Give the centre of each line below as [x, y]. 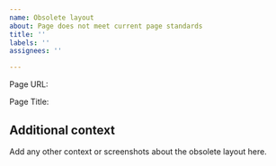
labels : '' [30, 43]
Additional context [62, 130]
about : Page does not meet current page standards [106, 26]
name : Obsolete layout [52, 17]
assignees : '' [36, 51]
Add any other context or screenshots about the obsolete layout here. [138, 151]
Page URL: [29, 84]
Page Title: [29, 102]
